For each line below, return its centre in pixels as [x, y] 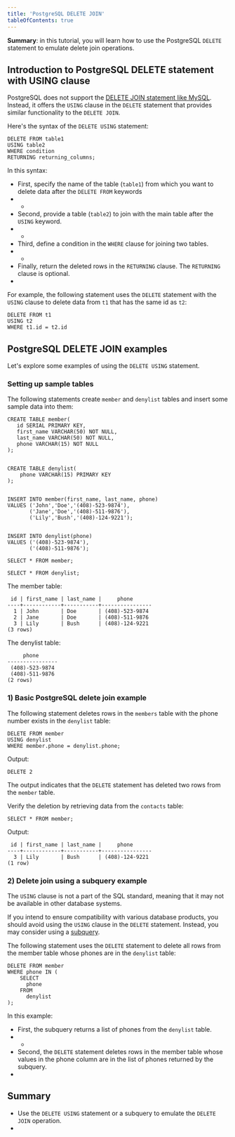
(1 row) [19, 863]
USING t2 [20, 321]
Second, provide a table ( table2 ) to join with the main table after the [115, 214]
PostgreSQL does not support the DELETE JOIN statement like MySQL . [109, 98]
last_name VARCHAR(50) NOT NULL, [65, 438]
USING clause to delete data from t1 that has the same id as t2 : [97, 302]
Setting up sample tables [51, 384]
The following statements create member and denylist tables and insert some [117, 399]
